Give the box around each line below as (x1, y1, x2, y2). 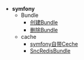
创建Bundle (29, 19, 58, 26)
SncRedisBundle (29, 47, 71, 54)
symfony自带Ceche (29, 41, 78, 47)
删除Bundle (29, 27, 58, 33)
